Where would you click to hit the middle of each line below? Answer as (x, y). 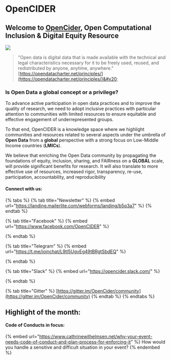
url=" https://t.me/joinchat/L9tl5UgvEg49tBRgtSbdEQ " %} (66, 251)
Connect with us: (24, 188)
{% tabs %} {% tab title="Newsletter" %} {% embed (60, 200)
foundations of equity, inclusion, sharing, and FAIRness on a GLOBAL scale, (85, 161)
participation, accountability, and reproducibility (56, 177)
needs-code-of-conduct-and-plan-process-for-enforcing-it (68, 342)
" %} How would (148, 342)
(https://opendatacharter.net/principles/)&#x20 (67, 79)
